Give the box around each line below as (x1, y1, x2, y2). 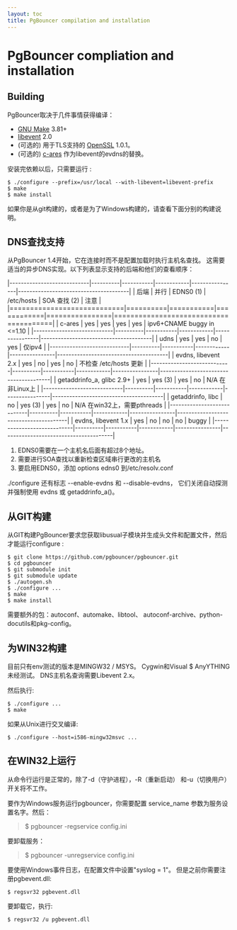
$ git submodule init (7, 566, 71, 573)
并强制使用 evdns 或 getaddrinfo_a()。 (7, 488, 119, 496)
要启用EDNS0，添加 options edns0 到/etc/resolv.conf (17, 464, 173, 472)
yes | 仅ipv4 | (7, 343, 46, 352)
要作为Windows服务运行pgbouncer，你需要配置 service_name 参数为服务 (7, 799, 222, 807)
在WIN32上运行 (7, 755, 76, 767)
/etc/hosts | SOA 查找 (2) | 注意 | (7, 296, 101, 305)
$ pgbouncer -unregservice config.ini (24, 851, 134, 859)
